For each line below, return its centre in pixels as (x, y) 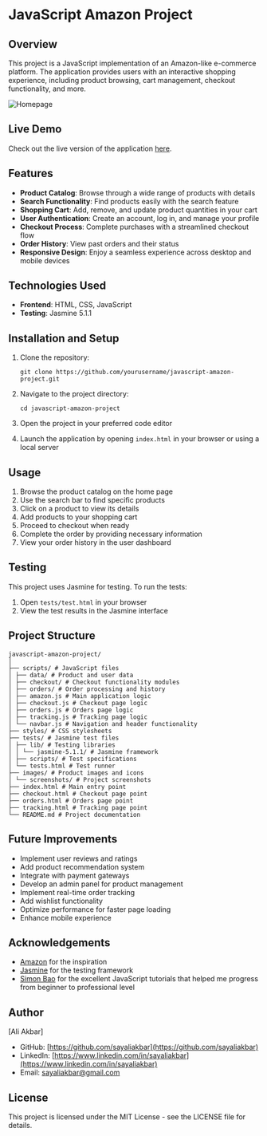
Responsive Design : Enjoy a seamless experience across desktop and (135, 252)
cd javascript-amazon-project (70, 408)
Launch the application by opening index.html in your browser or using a (139, 439)
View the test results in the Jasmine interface (94, 610)
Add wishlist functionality (61, 901)
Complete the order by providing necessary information (111, 534)
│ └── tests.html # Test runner (62, 766)
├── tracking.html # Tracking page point (78, 807)
